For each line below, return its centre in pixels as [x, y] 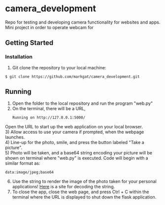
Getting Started [29, 43]
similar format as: [23, 163]
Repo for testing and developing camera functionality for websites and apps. [83, 22]
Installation [19, 57]
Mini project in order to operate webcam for [49, 27]
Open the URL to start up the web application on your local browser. [74, 127]
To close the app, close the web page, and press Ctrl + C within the [81, 192]
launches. [15, 137]
